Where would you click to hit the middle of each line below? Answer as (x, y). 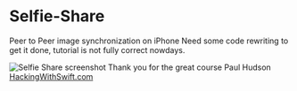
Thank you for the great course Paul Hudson (190, 67)
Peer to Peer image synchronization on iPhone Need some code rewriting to (149, 41)
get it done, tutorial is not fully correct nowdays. (97, 49)
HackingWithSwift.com (51, 76)
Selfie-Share (57, 16)
